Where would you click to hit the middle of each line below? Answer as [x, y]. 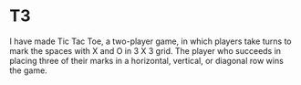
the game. [28, 70]
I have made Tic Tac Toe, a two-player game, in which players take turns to [150, 41]
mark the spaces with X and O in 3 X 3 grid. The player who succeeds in [145, 50]
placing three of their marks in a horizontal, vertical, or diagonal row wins [147, 60]
